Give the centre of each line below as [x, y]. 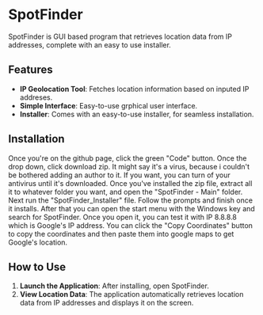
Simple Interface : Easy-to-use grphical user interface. [109, 105]
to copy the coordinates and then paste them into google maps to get [121, 233]
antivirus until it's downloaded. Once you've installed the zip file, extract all [130, 183]
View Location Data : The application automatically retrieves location [131, 294]
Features [30, 70]
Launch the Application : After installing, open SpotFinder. [114, 286]
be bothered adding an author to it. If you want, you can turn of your [120, 175]
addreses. [36, 97]
